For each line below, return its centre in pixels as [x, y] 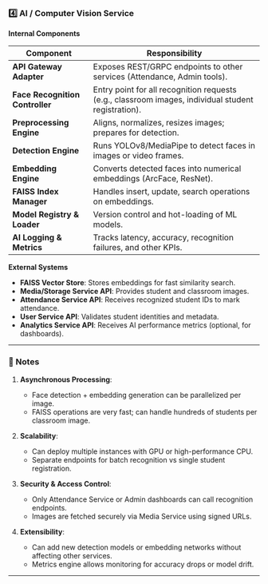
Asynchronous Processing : [66, 379]
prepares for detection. [136, 133]
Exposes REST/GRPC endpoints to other [168, 67]
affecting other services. [72, 555]
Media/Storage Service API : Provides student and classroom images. [134, 292]
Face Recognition [46, 95]
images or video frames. [138, 156]
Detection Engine [46, 151]
